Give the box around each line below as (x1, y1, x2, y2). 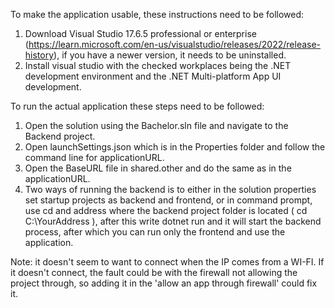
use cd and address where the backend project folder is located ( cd (24, 205, 308, 216)
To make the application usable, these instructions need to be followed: (10, 9, 305, 20)
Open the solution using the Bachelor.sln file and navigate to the (24, 120, 289, 131)
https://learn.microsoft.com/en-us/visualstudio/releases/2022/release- (28, 39, 322, 50)
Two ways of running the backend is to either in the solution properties (24, 184, 317, 195)
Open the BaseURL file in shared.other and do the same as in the (24, 162, 292, 174)
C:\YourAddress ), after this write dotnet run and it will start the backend (24, 215, 322, 227)
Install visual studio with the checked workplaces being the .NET (24, 60, 292, 71)
